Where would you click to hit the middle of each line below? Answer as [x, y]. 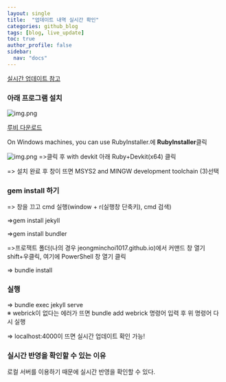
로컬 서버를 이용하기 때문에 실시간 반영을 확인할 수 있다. [81, 372]
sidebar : [20, 52]
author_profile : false [39, 45]
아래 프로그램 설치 [35, 98]
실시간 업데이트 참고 [34, 78]
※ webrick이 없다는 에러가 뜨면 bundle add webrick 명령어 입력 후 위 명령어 [110, 313]
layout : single [29, 13]
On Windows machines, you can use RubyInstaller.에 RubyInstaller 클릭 [107, 142]
